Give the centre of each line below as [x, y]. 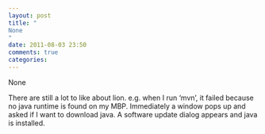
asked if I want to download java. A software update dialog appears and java [133, 114]
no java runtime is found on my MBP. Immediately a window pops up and [127, 106]
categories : [28, 60]
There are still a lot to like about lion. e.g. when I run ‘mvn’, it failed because [131, 98]
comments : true [33, 52]
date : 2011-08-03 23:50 [48, 45]
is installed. [27, 123]
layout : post [30, 15]
